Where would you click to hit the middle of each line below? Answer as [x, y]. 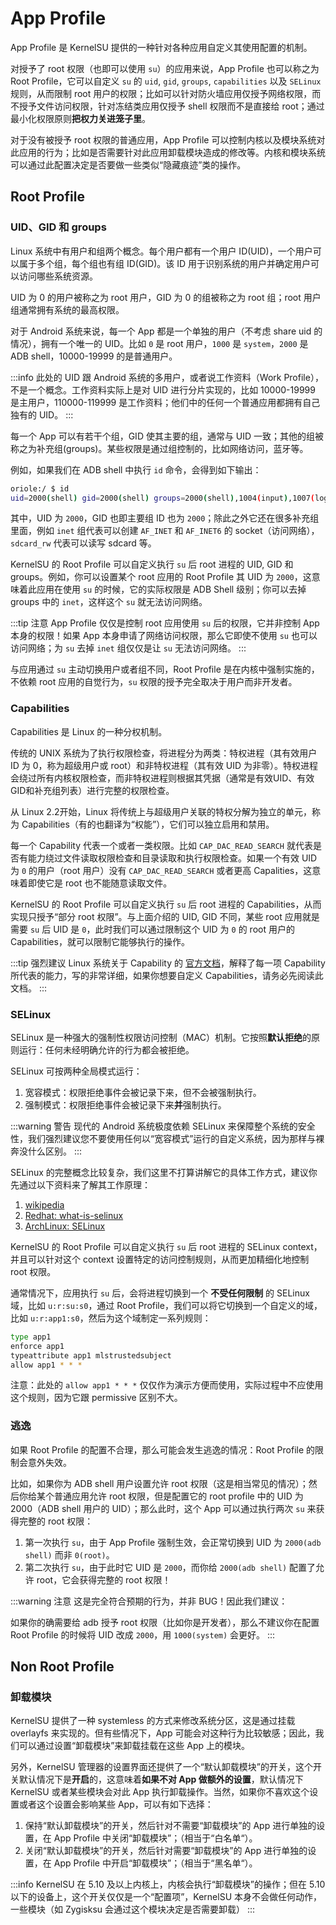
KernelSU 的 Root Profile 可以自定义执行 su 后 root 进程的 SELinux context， [166, 1246]
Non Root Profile [62, 1667]
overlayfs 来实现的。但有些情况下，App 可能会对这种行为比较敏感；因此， [163, 1733]
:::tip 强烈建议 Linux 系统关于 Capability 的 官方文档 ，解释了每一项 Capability [168, 963]
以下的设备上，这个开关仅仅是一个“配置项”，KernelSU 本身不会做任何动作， [166, 1897]
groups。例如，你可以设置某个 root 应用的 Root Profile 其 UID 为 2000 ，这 [161, 577]
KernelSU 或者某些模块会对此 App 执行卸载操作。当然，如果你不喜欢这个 [160, 1792]
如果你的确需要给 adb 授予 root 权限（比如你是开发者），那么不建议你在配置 [165, 1622]
